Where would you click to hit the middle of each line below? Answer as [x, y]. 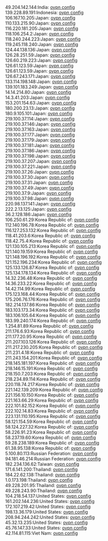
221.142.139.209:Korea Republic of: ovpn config [54, 390]
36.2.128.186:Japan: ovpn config [38, 214]
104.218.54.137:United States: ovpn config [48, 496]
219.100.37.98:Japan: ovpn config [39, 198]
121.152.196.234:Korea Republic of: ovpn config [53, 262]
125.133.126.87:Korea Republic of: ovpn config [52, 267]
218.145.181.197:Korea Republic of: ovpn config [52, 363]
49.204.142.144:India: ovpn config [40, 7]
